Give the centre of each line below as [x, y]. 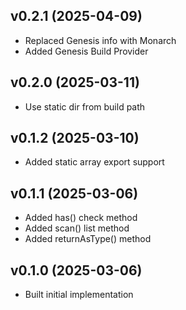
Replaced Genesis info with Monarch [100, 40]
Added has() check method [81, 218]
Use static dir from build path [85, 106]
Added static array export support [94, 162]
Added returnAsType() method [88, 239]
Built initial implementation [79, 295]
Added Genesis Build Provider [86, 51]
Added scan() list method [77, 228]
